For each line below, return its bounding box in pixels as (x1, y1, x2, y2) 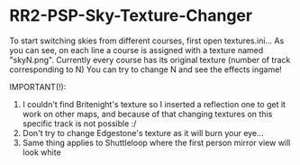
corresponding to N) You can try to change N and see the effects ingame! (9, 64, 282, 75)
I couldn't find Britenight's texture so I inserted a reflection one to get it (22, 98, 286, 109)
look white (22, 146, 61, 158)
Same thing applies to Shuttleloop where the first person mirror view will (22, 137, 291, 148)
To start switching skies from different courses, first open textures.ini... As (9, 35, 285, 46)
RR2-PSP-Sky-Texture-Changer (9, 5, 253, 26)
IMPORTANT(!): (9, 81, 67, 92)
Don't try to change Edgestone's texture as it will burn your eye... (22, 127, 264, 138)
